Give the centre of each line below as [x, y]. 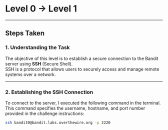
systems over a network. [30, 74]
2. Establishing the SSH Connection [49, 92]
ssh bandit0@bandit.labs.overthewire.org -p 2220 [58, 122]
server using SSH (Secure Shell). [39, 63]
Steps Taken [25, 33]
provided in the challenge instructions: [45, 113]
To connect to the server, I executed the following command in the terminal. [83, 102]
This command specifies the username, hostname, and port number [75, 108]
